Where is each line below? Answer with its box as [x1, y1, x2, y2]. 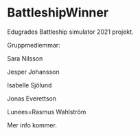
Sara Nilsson [7, 54, 43, 63]
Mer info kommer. [7, 121, 57, 129]
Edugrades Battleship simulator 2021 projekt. [7, 28, 134, 36]
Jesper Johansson [7, 67, 60, 76]
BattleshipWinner [7, 5, 108, 21]
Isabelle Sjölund [7, 81, 52, 89]
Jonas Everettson [7, 94, 57, 103]
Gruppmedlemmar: [7, 41, 60, 49]
